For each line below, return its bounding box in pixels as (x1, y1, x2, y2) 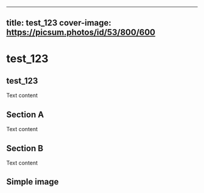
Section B (6, 143, 44, 154)
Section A (6, 109, 44, 120)
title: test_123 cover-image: (6, 18, 112, 28)
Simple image (6, 177, 59, 187)
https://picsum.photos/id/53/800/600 (6, 27, 156, 38)
